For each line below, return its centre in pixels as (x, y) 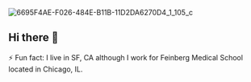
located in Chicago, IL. (46, 69)
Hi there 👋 (33, 37)
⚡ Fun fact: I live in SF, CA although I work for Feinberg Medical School (126, 57)
